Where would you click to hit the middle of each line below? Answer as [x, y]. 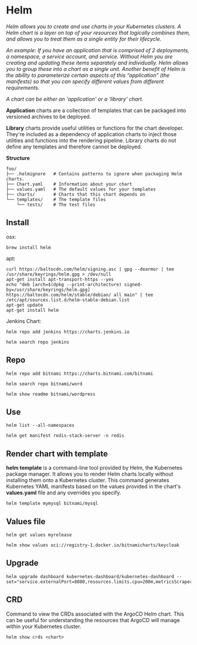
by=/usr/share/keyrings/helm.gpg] [48, 290]
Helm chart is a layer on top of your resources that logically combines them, [98, 32]
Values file [26, 522]
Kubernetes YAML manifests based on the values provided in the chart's [93, 487]
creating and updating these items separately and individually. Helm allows [97, 63]
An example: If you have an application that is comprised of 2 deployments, [98, 50]
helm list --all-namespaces [40, 426]
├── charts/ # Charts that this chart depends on [76, 194]
